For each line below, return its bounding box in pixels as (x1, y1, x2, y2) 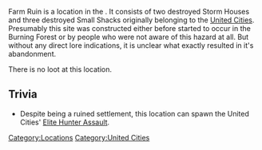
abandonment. (8, 49, 57, 58)
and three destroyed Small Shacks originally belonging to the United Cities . (8, 15, 255, 25)
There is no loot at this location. (8, 65, 113, 74)
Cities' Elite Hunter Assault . (19, 117, 110, 127)
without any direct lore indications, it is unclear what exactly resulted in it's (8, 41, 254, 50)
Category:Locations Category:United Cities (8, 132, 150, 142)
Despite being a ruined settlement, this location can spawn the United (19, 109, 250, 118)
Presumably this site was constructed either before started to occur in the (8, 24, 252, 33)
